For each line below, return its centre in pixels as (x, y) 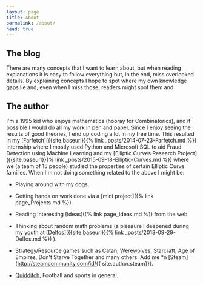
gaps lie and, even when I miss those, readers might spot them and (90, 87)
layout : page (23, 12)
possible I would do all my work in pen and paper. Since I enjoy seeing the (98, 127)
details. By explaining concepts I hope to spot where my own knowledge (97, 81)
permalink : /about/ (31, 23)
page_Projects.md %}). (44, 202)
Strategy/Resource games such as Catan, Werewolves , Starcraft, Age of (105, 250)
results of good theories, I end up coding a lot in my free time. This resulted (101, 133)
